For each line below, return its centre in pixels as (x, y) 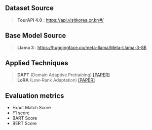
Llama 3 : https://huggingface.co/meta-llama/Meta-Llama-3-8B (82, 47)
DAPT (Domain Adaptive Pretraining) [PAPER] (63, 75)
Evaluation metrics (35, 96)
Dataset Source (29, 8)
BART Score (25, 118)
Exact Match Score (31, 108)
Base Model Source (36, 36)
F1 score (21, 113)
